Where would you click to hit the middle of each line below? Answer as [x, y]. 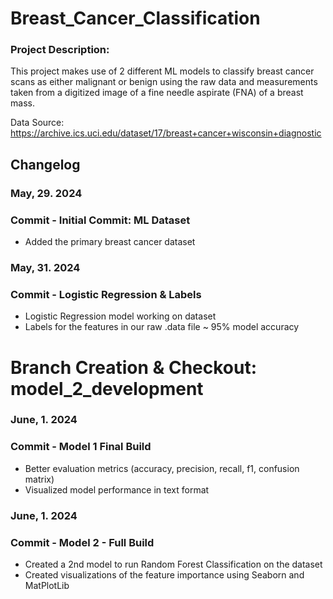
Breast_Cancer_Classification [135, 18]
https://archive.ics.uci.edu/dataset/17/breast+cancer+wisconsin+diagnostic [166, 133]
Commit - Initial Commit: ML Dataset [100, 220]
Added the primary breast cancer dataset [110, 242]
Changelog [45, 164]
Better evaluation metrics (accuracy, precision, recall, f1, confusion [162, 468]
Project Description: [60, 50]
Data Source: [37, 123]
